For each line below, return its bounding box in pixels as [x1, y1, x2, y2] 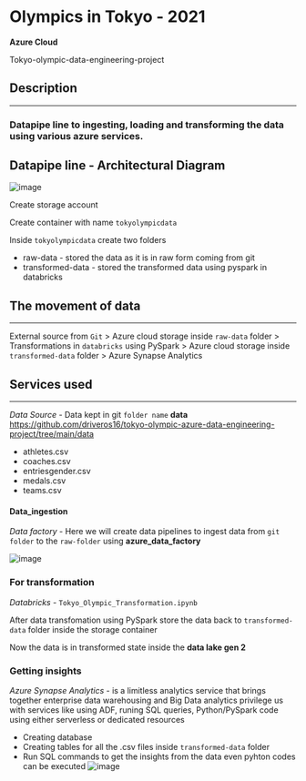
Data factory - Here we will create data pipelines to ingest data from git [9, 526, 280, 537]
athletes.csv [22, 446, 69, 457]
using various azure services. [9, 129, 144, 142]
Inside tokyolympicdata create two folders [9, 235, 167, 246]
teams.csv [22, 485, 62, 496]
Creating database [22, 731, 93, 743]
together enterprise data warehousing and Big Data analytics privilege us [9, 695, 284, 705]
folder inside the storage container [27, 624, 158, 634]
